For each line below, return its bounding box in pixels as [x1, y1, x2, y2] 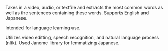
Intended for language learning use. [5, 25, 81, 31]
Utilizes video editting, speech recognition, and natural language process [5, 35, 159, 40]
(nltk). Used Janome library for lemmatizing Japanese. [5, 40, 120, 46]
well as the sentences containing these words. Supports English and [5, 10, 149, 16]
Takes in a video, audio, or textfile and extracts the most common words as [5, 5, 163, 10]
